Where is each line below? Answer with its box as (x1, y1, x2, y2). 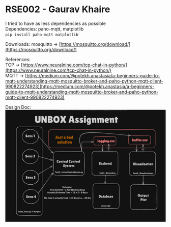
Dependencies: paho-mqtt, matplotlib (5, 25, 84, 32)
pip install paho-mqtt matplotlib (5, 32, 79, 37)
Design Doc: (5, 104, 32, 110)
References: (5, 56, 31, 62)
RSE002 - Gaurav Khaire (5, 4, 110, 15)
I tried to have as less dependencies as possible (5, 20, 106, 26)
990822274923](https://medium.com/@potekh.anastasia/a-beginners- (5, 83, 155, 90)
